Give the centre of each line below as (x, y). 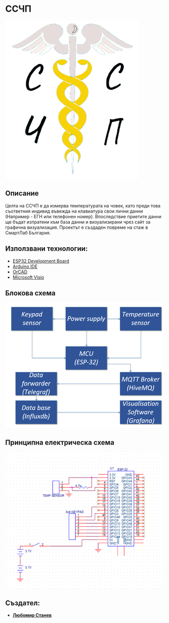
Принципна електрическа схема (60, 443)
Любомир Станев (32, 615)
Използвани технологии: (47, 249)
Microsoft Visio (28, 277)
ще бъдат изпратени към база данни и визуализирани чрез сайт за (78, 222)
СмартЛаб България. (28, 232)
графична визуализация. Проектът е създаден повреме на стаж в (77, 227)
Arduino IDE (25, 266)
